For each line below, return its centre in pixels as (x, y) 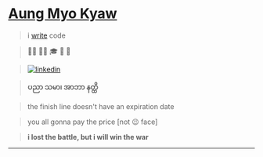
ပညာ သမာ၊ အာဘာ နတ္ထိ (63, 86)
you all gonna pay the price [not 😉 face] (92, 122)
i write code (47, 35)
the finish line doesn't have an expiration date (101, 106)
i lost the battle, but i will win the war (88, 137)
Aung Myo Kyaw (63, 14)
